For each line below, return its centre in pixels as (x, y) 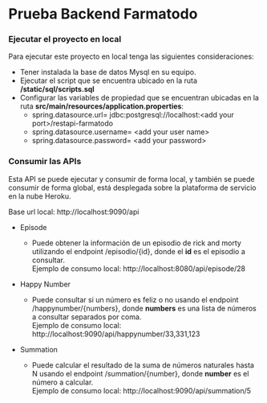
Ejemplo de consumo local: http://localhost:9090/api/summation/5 (141, 390)
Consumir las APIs (45, 162)
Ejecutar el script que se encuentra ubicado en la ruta (109, 80)
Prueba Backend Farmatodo (103, 14)
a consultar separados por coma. (87, 317)
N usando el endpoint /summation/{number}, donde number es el (140, 373)
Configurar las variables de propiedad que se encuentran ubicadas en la (139, 98)
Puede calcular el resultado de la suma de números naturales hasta (143, 365)
